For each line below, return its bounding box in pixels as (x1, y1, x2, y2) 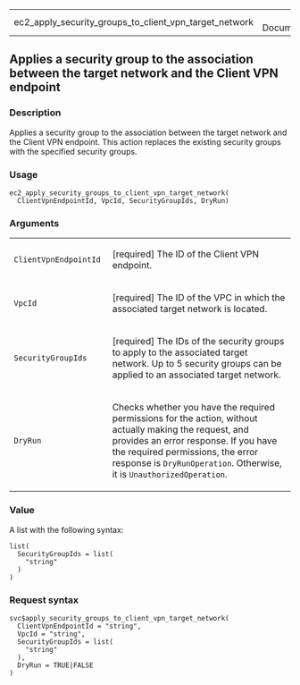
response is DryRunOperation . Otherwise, (112, 457, 283, 469)
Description (9, 106, 62, 119)
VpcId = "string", (17, 630, 87, 638)
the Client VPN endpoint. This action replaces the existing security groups (9, 136, 281, 147)
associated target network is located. (112, 303, 268, 316)
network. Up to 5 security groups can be (112, 358, 282, 370)
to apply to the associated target (112, 346, 248, 359)
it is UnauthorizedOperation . (112, 469, 228, 481)
